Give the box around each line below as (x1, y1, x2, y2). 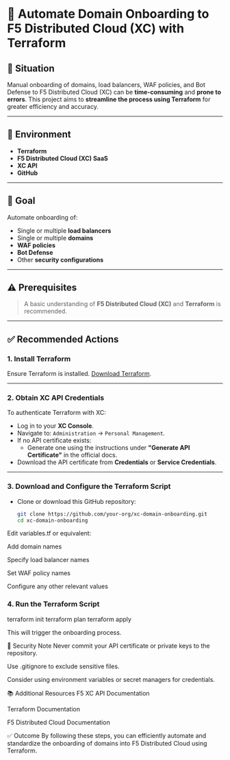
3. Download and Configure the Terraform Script (7, 482, 171, 492)
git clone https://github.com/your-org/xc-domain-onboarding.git (16, 510, 207, 518)
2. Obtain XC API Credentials (7, 393, 105, 403)
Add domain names (7, 542, 62, 550)
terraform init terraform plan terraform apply (7, 615, 132, 623)
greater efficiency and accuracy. (7, 103, 99, 110)
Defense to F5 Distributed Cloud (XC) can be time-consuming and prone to (7, 88, 221, 96)
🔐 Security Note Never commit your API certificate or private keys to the (7, 642, 210, 650)
